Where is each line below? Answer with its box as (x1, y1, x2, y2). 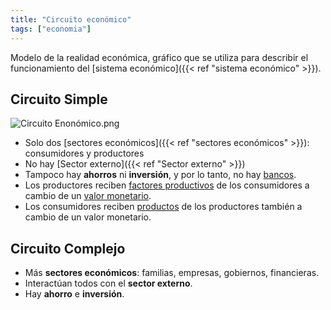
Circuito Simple (10, 91, 108, 108)
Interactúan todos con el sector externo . (24, 277, 193, 290)
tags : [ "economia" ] (10, 24, 92, 34)
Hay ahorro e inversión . (24, 288, 125, 300)
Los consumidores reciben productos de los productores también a (24, 201, 303, 213)
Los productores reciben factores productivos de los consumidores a (24, 179, 310, 191)
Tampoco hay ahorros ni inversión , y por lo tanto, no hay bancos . (24, 169, 297, 181)
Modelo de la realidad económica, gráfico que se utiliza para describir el (10, 51, 309, 63)
